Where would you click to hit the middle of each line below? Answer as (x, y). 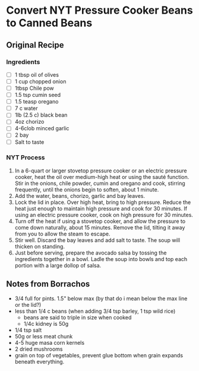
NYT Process (26, 158)
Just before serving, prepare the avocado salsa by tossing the (91, 253)
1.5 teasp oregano (37, 102)
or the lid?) (28, 304)
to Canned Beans (49, 23)
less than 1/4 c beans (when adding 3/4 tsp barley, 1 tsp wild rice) (95, 311)
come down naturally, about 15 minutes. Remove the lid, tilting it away (100, 227)
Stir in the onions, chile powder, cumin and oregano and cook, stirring (100, 183)
